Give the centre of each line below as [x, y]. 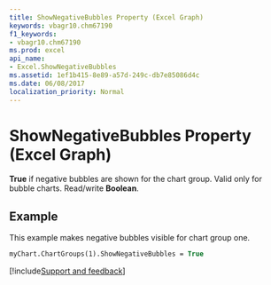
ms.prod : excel [37, 51]
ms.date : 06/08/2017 [47, 83]
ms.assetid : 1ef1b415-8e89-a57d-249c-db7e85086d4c [105, 75]
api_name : [27, 59]
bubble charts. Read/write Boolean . [74, 188]
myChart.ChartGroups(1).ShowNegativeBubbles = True [106, 254]
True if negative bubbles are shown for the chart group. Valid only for [136, 179]
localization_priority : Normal [67, 91]
